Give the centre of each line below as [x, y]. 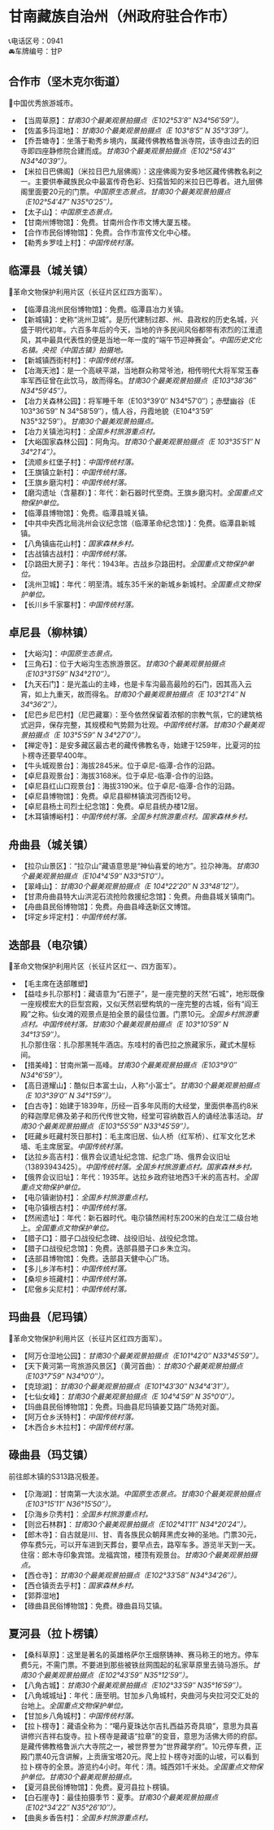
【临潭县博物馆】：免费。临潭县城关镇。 [86, 512]
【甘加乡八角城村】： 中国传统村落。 [79, 1716]
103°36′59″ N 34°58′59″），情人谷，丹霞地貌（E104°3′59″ [117, 411]
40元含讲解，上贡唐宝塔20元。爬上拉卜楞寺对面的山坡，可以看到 [151, 1757]
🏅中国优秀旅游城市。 [43, 103]
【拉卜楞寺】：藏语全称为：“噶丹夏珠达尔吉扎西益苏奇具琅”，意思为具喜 [139, 1726]
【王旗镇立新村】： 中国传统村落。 [76, 472]
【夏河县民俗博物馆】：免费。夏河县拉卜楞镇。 [97, 1787]
